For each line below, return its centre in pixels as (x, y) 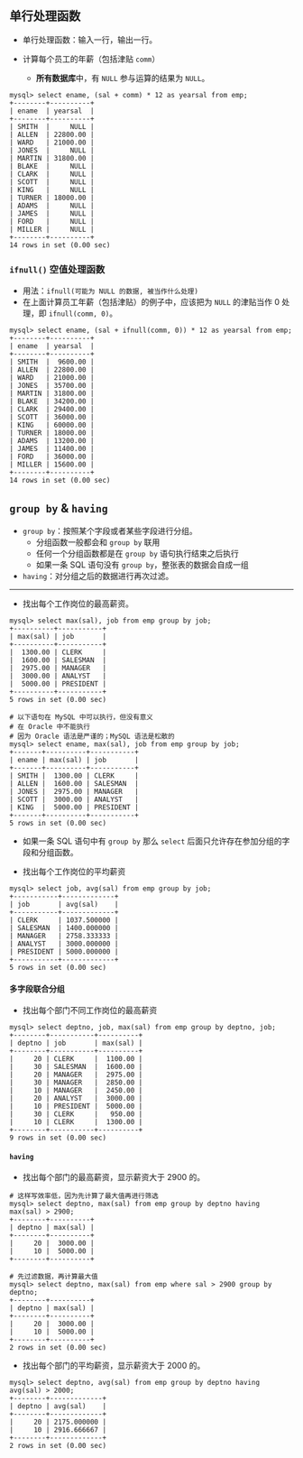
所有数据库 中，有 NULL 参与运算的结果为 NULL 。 (123, 78)
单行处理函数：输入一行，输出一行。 (90, 40)
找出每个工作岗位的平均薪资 (74, 871)
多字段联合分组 (37, 988)
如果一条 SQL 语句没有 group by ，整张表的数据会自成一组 (142, 564)
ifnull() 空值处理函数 (57, 269)
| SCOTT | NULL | (52, 182)
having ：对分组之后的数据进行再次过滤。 (98, 576)
